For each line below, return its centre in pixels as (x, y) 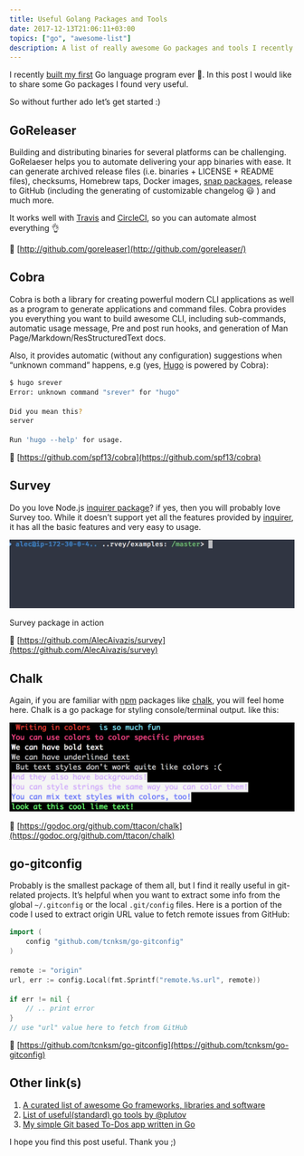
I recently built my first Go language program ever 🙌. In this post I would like (151, 75)
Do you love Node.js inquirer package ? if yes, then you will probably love (145, 507)
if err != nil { (40, 999)
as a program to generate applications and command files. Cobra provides (148, 309)
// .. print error (60, 1009)
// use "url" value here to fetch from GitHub (99, 1028)
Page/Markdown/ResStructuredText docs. (88, 337)
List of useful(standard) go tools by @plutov (104, 1114)
